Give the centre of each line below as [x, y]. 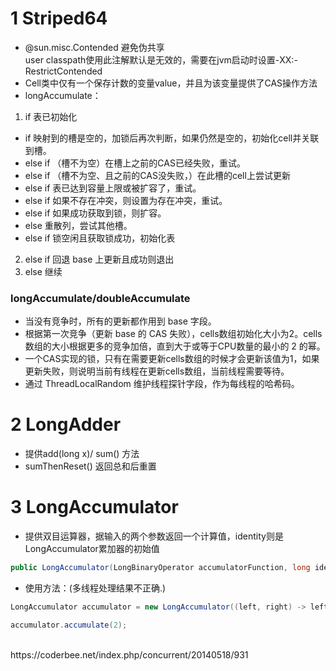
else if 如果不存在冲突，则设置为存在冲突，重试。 [126, 200]
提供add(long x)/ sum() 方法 [82, 454]
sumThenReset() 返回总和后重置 [90, 466]
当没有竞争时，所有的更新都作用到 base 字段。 [120, 321]
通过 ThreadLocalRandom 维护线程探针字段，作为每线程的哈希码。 [162, 384]
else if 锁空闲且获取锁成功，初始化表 [100, 238]
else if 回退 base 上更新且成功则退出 [99, 259]
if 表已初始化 [51, 116]
